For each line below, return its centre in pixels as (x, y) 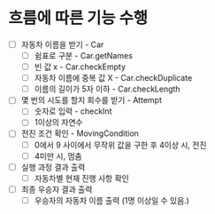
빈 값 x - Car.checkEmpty (80, 67)
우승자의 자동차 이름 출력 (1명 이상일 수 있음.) (111, 200)
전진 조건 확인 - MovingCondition (80, 133)
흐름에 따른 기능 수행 (78, 18)
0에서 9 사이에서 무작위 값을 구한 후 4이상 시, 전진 (120, 145)
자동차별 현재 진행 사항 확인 (81, 178)
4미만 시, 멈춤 (58, 155)
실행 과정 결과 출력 (53, 167)
